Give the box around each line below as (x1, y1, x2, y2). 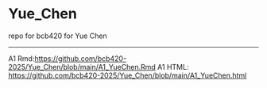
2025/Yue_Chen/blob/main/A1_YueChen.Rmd (8, 62, 157, 71)
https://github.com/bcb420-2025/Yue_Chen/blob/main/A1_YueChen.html (8, 71, 247, 80)
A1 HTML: (157, 62, 189, 71)
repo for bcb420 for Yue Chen (8, 31, 107, 40)
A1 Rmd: (8, 53, 35, 63)
